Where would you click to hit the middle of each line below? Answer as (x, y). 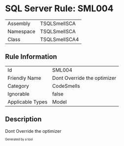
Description (23, 119)
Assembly (19, 24)
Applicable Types (27, 102)
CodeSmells (66, 86)
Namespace (22, 31)
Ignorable (19, 94)
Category (18, 86)
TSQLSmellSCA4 (60, 39)
